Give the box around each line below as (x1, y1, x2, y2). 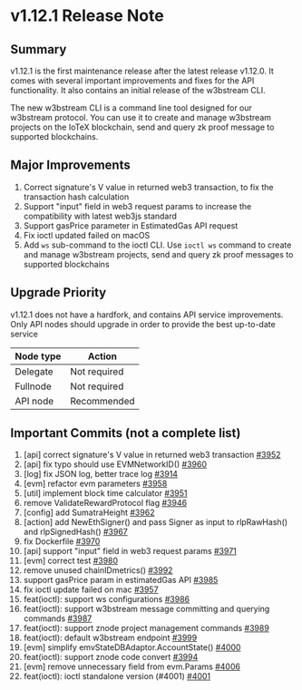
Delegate (15, 364, 54, 377)
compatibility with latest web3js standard (23, 210, 178, 221)
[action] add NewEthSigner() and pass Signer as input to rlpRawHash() (23, 517, 288, 528)
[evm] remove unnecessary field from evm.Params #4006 (23, 661, 241, 672)
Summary (10, 42, 67, 57)
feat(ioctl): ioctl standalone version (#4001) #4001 (23, 671, 211, 682)
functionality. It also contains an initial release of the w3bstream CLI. (10, 85, 266, 95)
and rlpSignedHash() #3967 (23, 527, 128, 538)
